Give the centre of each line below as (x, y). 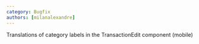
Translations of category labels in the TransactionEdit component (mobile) (100, 34)
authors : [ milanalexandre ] (41, 17)
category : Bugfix (28, 12)
